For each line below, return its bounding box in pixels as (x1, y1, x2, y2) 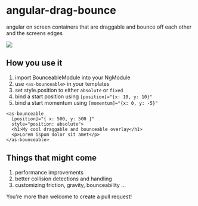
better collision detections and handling (14, 175, 112, 182)
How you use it (6, 58, 63, 68)
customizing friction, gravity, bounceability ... (14, 181, 126, 188)
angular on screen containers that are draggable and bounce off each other (6, 23, 192, 30)
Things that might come (6, 153, 97, 163)
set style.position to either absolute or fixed (14, 86, 123, 93)
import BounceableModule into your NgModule (14, 74, 131, 81)
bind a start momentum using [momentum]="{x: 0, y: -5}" (14, 99, 158, 106)
